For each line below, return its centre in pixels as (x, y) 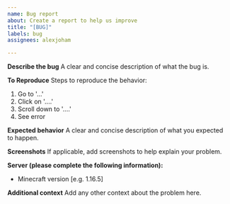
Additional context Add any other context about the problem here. (104, 193)
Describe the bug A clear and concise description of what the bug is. (108, 67)
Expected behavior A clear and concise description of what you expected (115, 130)
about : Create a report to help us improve (73, 21)
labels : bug (25, 34)
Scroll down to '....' (45, 109)
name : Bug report (33, 14)
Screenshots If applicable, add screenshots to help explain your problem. (115, 152)
